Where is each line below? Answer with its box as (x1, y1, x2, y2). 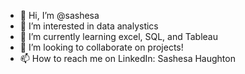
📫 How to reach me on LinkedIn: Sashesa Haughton (19, 53, 236, 64)
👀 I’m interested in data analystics (19, 20, 159, 32)
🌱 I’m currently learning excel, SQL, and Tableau (19, 31, 219, 42)
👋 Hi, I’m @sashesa (19, 10, 100, 21)
